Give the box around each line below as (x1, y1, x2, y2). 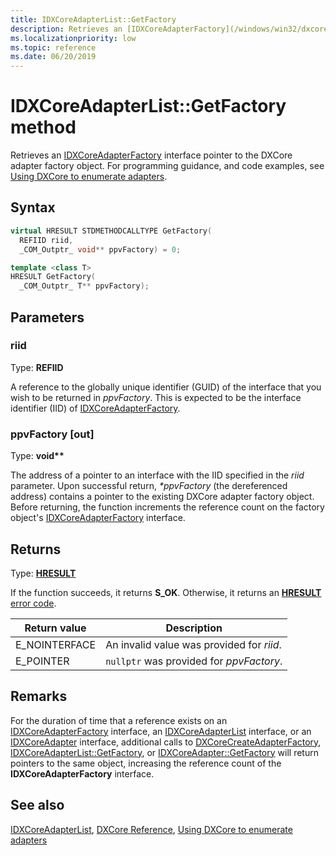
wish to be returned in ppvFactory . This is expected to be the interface (10, 391, 302, 403)
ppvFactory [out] (10, 427, 95, 441)
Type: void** (10, 450, 65, 462)
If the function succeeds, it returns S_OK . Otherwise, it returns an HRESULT (10, 586, 322, 598)
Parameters (10, 309, 85, 326)
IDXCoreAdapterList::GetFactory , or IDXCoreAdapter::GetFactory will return (10, 746, 319, 758)
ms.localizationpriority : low (10, 33, 137, 43)
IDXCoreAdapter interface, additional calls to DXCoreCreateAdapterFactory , (10, 736, 322, 748)
